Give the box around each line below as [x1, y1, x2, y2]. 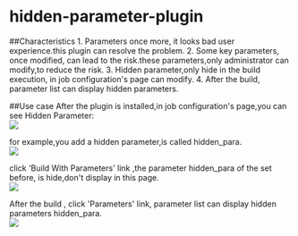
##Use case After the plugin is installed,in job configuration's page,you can [9, 100, 287, 111]
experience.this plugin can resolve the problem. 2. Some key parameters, [9, 45, 280, 55]
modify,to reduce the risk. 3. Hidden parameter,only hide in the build [9, 64, 261, 75]
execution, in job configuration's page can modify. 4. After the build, [9, 73, 260, 84]
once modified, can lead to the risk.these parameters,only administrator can [9, 55, 289, 65]
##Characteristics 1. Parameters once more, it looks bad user [9, 36, 235, 46]
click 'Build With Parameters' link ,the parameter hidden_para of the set [9, 163, 273, 173]
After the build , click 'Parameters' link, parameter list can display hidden [9, 198, 277, 209]
